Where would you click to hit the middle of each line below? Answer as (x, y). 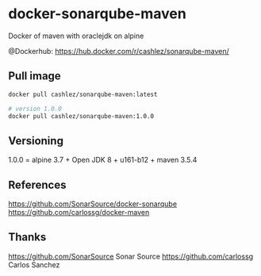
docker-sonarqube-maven (97, 14)
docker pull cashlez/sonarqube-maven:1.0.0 (81, 116)
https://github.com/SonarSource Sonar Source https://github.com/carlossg (131, 256)
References (37, 184)
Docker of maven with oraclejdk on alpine (76, 36)
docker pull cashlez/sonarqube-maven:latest (83, 94)
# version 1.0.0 (35, 109)
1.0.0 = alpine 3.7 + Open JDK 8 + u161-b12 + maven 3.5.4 (103, 160)
